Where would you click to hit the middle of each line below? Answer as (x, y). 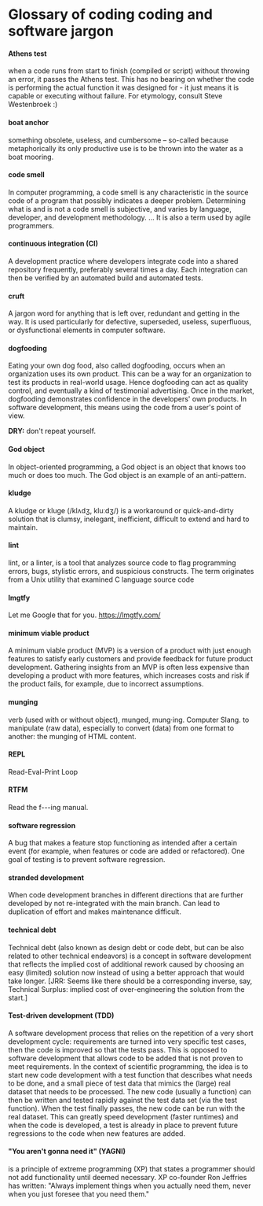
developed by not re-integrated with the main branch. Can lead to (114, 904)
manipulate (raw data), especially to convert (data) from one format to (121, 728)
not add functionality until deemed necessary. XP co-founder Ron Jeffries (128, 1178)
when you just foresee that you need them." (79, 1194)
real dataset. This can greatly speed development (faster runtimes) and (123, 1116)
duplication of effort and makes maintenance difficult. (95, 912)
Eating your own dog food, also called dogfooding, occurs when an (117, 366)
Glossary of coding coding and (111, 15)
